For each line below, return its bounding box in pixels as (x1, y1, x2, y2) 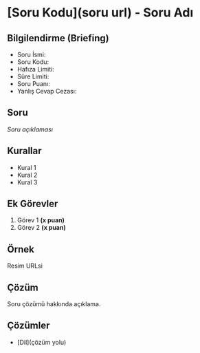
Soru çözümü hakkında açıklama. (7, 300, 101, 308)
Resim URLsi (7, 261, 43, 270)
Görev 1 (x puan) (16, 216, 65, 224)
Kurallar (7, 145, 43, 157)
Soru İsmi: (16, 50, 46, 58)
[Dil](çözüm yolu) (16, 338, 67, 346)
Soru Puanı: (16, 80, 50, 87)
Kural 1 (16, 163, 36, 171)
